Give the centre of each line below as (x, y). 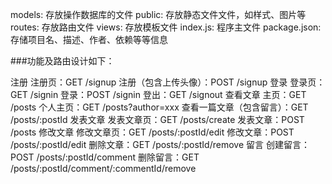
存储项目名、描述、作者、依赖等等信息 (89, 39)
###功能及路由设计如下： (62, 61)
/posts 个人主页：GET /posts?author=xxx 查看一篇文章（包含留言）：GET (159, 107)
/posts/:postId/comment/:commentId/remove (103, 168)
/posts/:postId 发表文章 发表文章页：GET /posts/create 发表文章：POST (157, 119)
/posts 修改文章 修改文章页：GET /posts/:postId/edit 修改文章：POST (152, 132)
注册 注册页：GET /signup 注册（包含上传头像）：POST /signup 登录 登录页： (168, 82)
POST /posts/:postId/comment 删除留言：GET (105, 157)
